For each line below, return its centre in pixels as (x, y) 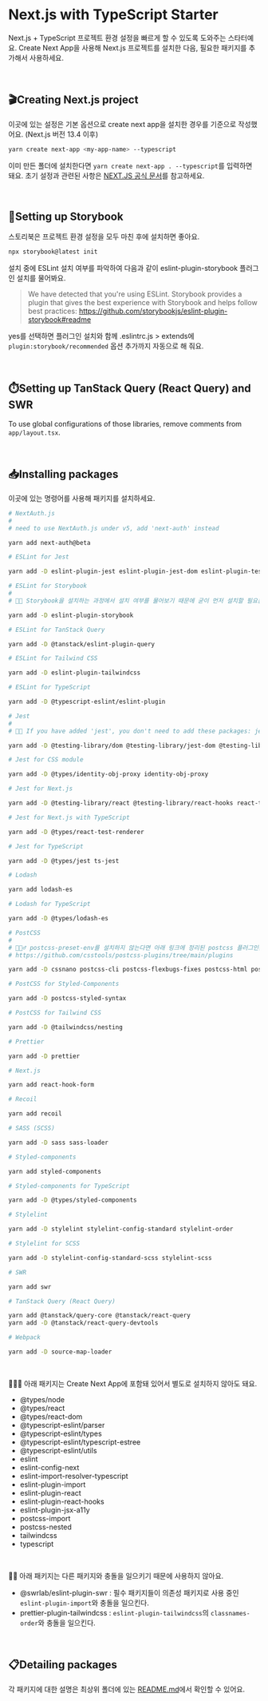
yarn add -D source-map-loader (60, 1352)
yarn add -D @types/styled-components (73, 1200)
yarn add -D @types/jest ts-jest (64, 860)
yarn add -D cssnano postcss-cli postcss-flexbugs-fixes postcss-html (128, 970)
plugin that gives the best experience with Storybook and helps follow (142, 303)
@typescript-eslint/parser (62, 1425)
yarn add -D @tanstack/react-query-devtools (83, 1323)
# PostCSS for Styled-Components (64, 984)
